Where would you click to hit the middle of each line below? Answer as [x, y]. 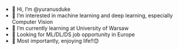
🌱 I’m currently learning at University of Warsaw [70, 28]
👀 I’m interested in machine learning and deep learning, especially [92, 15]
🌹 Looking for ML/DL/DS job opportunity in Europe [73, 35]
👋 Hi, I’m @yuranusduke [41, 9]
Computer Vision [32, 22]
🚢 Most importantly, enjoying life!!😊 [55, 41]
